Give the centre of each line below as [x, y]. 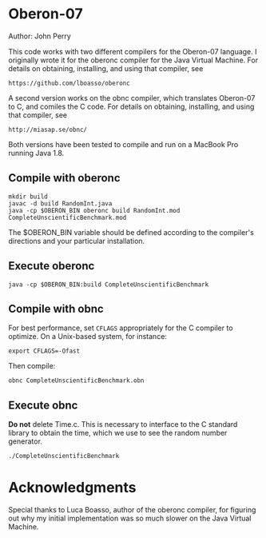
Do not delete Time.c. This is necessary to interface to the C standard [123, 424]
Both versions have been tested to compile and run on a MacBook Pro [123, 144]
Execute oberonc [52, 266]
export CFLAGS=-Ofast [44, 351]
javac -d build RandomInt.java [60, 203]
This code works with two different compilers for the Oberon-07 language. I [133, 51]
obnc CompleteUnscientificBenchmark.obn [77, 381]
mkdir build [28, 197]
